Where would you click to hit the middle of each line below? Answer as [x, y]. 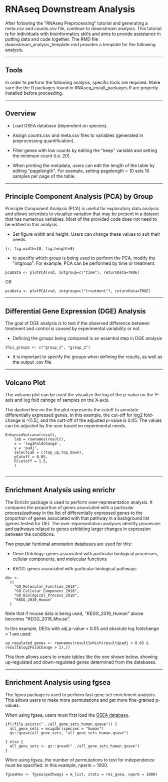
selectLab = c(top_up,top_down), [49, 452]
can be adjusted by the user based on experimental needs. [66, 426]
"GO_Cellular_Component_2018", [47, 591]
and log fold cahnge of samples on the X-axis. [62, 400]
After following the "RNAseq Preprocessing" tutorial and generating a [76, 23]
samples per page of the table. [44, 176]
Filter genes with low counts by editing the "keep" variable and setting [85, 150]
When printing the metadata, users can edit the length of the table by [83, 165]
